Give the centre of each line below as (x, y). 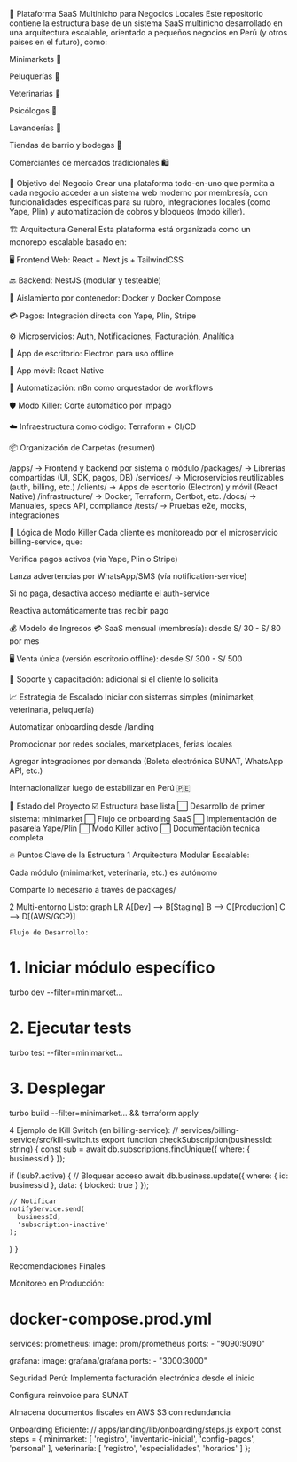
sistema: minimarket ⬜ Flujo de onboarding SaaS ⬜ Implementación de (143, 819)
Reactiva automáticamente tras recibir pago (89, 610)
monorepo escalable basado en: (68, 242)
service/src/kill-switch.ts (55, 1139)
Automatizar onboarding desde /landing (82, 727)
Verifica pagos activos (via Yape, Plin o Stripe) (94, 559)
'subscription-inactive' (63, 1224)
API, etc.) (26, 770)
